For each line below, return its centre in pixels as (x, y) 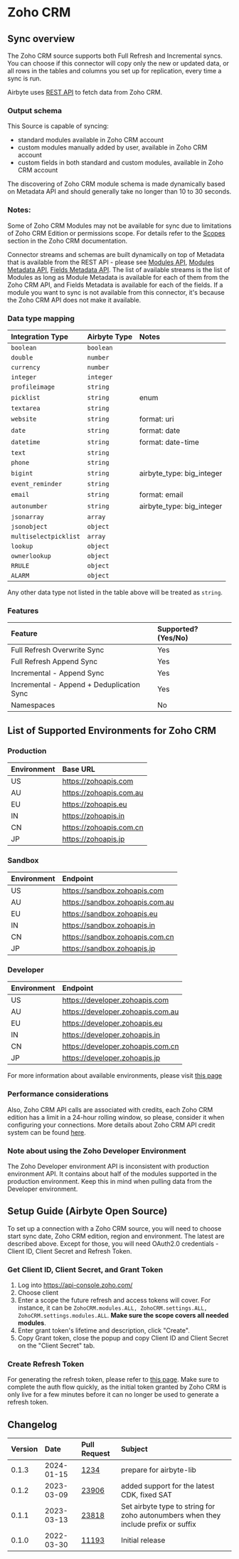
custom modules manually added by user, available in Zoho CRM (112, 147)
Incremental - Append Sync (58, 673)
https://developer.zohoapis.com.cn (121, 1046)
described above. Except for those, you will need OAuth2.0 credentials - (113, 1244)
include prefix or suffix (159, 1524)
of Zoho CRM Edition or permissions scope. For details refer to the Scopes (116, 233)
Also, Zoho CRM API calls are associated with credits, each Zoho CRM (110, 1109)
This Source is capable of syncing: (58, 126)
